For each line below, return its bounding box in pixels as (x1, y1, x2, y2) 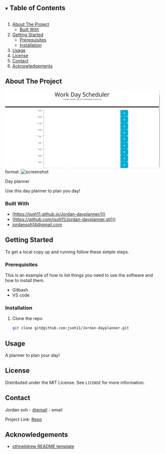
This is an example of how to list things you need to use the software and (5, 272, 153, 278)
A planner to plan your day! (5, 352, 60, 358)
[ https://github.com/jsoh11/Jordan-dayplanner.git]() (12, 216, 116, 222)
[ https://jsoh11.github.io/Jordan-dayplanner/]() (12, 211, 106, 217)
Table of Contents (9, 4, 65, 12)
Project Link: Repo (5, 416, 42, 422)
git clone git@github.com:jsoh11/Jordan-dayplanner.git (12, 326, 129, 331)
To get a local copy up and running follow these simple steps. (5, 249, 129, 255)
